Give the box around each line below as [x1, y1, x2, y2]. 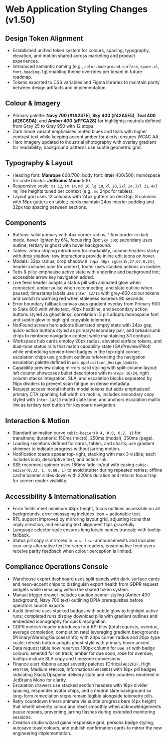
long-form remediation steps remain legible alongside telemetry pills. [12, 692, 154, 699]
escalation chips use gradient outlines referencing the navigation [12, 354, 146, 360]
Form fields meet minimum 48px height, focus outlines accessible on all [12, 506, 160, 512]
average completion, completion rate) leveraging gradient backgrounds [12, 629, 159, 635]
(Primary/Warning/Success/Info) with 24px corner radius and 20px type [12, 634, 161, 640]
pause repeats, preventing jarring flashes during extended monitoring [12, 708, 156, 714]
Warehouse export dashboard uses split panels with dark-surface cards [12, 576, 160, 582]
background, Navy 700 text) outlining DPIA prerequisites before [12, 597, 143, 603]
